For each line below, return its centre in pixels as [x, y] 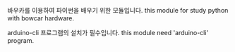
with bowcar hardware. [41, 18]
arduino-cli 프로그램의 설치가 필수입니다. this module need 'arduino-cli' [108, 33]
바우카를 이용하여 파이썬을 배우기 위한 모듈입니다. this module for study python [118, 10]
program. [21, 40]
